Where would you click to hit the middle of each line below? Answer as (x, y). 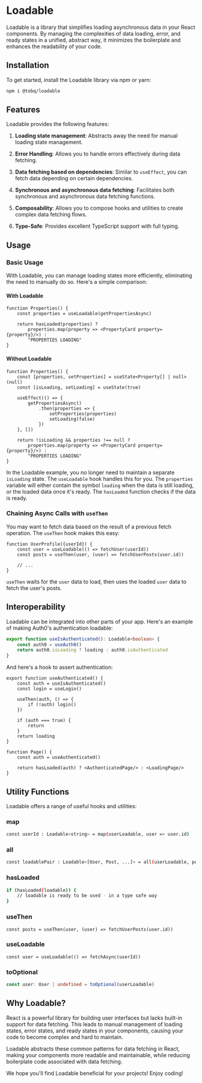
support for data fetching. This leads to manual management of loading (94, 1024)
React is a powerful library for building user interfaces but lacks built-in (94, 1018)
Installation (28, 65)
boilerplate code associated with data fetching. (64, 1061)
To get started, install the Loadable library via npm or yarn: (79, 80)
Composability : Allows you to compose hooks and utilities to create (99, 208)
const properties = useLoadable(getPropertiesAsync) (84, 314)
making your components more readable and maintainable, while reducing (98, 1055)
